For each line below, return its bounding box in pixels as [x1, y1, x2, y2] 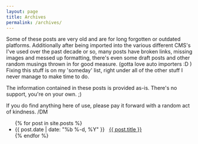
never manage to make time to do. [6, 73, 90, 80]
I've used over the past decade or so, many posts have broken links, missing [6, 48, 193, 55]
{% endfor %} [14, 132, 49, 139]
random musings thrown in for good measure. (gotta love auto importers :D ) [6, 61, 192, 68]
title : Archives [6, 14, 46, 20]
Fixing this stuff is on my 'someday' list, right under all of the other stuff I [6, 67, 183, 74]
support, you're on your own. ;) [6, 91, 82, 98]
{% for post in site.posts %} [14, 120, 83, 127]
